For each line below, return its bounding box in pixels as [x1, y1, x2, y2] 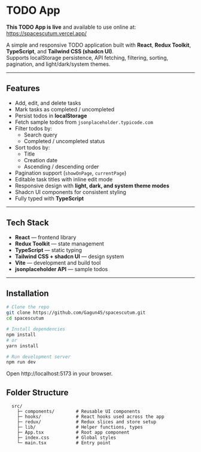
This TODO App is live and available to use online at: [6, 23, 136, 31]
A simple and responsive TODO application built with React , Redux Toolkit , [6, 41, 191, 48]
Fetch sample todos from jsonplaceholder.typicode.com [14, 118, 154, 126]
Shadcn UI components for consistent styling [14, 188, 127, 195]
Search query [23, 131, 58, 138]
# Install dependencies [6, 326, 66, 332]
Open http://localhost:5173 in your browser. [6, 370, 113, 377]
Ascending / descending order [23, 163, 99, 170]
